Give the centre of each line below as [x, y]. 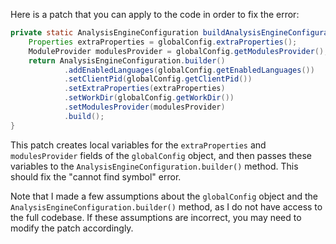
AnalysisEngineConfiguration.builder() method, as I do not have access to [166, 206]
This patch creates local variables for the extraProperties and [138, 145]
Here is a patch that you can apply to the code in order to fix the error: [155, 14]
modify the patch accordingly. [72, 228]
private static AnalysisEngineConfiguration [104, 33]
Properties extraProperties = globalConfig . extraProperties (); [163, 42]
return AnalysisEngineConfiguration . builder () [127, 60]
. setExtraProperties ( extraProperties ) [144, 89]
